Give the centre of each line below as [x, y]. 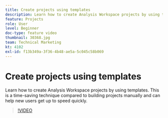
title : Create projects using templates [48, 10]
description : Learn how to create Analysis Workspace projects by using [82, 14]
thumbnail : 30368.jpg [28, 38]
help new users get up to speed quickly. [46, 101]
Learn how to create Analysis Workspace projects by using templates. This [82, 90]
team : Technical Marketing [33, 42]
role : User [16, 24]
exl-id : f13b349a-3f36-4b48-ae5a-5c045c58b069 [54, 51]
